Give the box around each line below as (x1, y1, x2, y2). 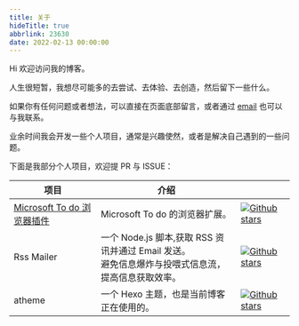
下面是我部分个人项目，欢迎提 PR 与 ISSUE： (9, 161, 174, 171)
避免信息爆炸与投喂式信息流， (101, 258, 226, 271)
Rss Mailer (13, 250, 58, 263)
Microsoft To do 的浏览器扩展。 (101, 208, 231, 220)
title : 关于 (9, 12, 51, 22)
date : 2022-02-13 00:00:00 (9, 37, 109, 47)
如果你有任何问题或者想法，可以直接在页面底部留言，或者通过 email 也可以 (9, 101, 283, 112)
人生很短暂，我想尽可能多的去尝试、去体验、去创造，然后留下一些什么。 (9, 82, 274, 93)
